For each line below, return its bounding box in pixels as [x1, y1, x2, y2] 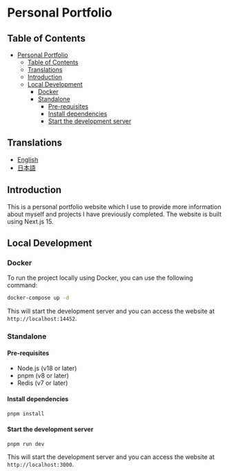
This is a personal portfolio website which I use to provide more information [7, 202, 222, 210]
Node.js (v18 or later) [17, 364, 77, 373]
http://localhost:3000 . [7, 460, 74, 469]
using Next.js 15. [7, 217, 54, 226]
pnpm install [7, 410, 45, 417]
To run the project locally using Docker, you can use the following [7, 274, 193, 282]
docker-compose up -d [7, 294, 70, 302]
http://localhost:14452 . [7, 314, 77, 323]
